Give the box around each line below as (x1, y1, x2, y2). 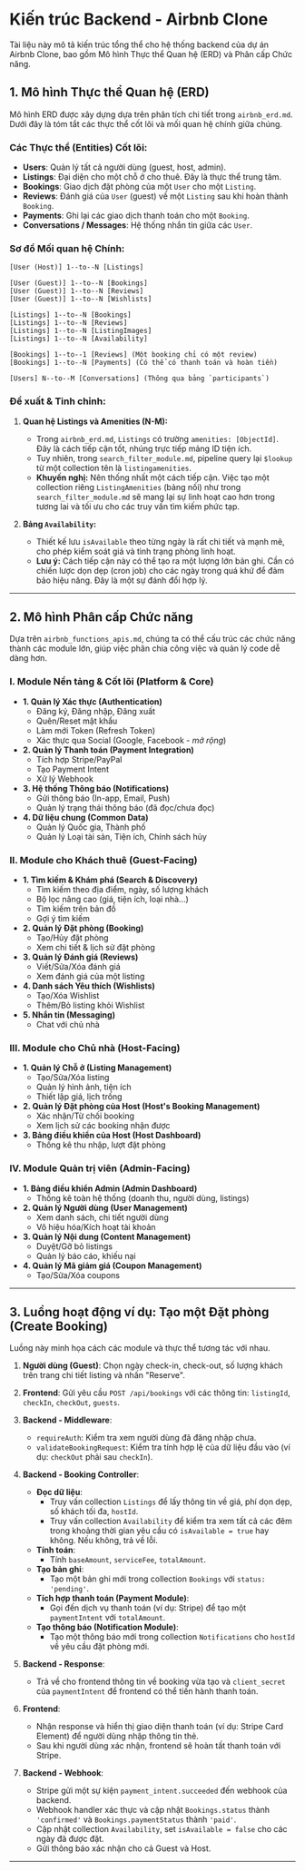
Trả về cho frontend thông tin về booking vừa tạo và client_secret (35, 1676, 286, 1688)
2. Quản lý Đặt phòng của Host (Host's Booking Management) (22, 1101, 261, 1112)
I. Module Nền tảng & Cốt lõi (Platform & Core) (9, 675, 215, 688)
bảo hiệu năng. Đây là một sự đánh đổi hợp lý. (35, 575, 208, 586)
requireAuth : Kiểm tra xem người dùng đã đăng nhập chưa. (35, 1433, 257, 1443)
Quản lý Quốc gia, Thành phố (35, 822, 146, 832)
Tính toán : (35, 1544, 76, 1556)
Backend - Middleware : (22, 1414, 113, 1425)
